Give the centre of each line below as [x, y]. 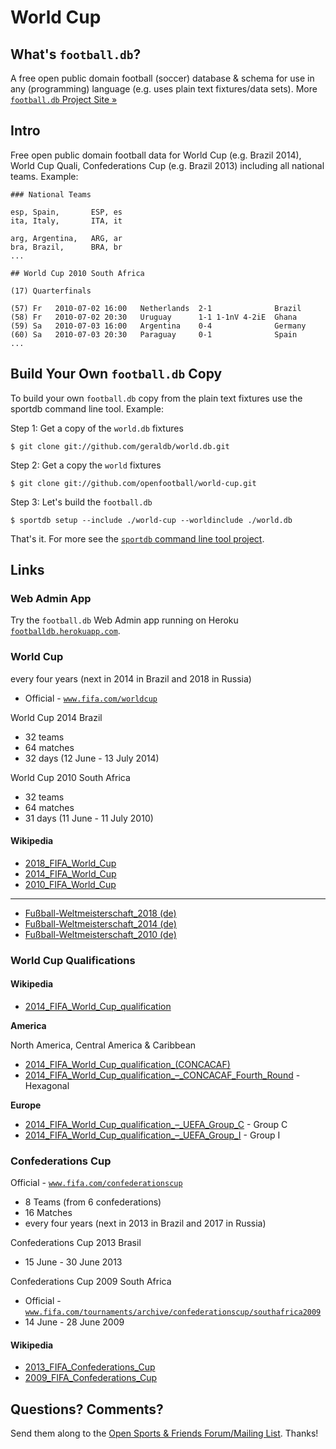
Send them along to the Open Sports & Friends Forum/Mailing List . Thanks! [164, 1433]
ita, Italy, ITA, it [66, 221]
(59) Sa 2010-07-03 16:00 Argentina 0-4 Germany [158, 326]
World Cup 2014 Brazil [56, 717]
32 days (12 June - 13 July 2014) [92, 758]
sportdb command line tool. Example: [87, 408]
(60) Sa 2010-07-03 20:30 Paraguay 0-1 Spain [154, 334]
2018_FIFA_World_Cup [70, 863]
